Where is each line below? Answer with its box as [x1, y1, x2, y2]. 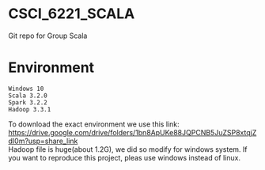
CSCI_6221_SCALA [8, 5, 135, 23]
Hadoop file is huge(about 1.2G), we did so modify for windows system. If [8, 144, 248, 154]
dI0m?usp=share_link [8, 136, 78, 145]
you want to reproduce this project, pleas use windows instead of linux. [8, 153, 241, 162]
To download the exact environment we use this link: [8, 119, 180, 129]
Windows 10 [8, 85, 44, 93]
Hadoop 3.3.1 [8, 105, 51, 113]
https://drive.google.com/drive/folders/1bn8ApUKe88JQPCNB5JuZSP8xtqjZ [8, 127, 257, 137]
